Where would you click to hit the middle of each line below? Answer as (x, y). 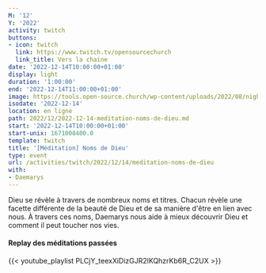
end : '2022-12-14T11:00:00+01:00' (65, 89)
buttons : (23, 38)
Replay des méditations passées (63, 243)
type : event (28, 155)
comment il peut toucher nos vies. (64, 225)
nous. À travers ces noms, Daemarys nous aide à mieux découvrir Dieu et (128, 216)
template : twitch (37, 140)
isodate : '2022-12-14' (46, 104)
